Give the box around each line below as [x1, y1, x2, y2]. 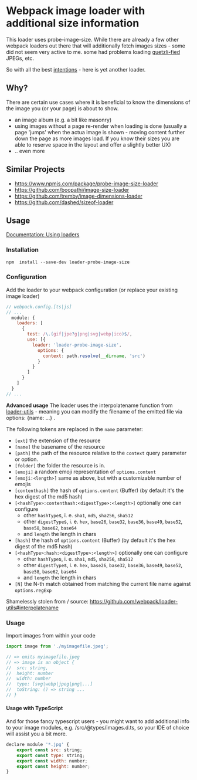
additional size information [6, 16, 140, 30]
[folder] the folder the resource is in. [14, 462, 106, 469]
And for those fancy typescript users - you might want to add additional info [6, 718, 189, 725]
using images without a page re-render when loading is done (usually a [14, 122, 187, 130]
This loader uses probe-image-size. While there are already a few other [6, 36, 179, 43]
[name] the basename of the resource [14, 443, 106, 450]
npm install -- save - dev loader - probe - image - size [6, 259, 130, 265]
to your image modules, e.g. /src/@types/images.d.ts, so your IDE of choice [6, 724, 189, 731]
